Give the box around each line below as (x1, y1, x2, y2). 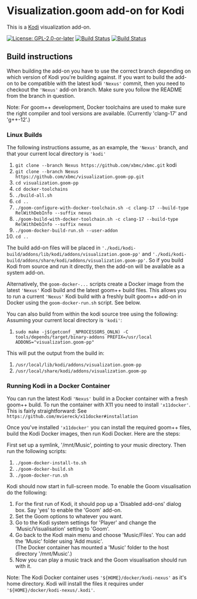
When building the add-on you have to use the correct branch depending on (6, 67, 191, 74)
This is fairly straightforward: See (6, 408, 87, 415)
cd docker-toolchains (15, 186, 68, 193)
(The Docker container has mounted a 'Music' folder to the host (15, 544, 169, 551)
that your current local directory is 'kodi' (6, 150, 106, 158)
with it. (15, 563, 32, 570)
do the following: (6, 489, 47, 496)
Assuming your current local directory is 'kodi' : (6, 317, 123, 324)
